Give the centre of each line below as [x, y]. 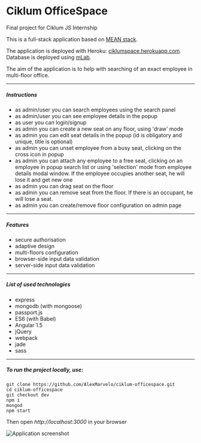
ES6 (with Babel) [35, 318]
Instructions [22, 95]
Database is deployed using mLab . [49, 57]
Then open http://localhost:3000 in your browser [66, 421]
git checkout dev [28, 395]
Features [18, 224]
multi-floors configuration [47, 252]
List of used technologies [38, 284]
